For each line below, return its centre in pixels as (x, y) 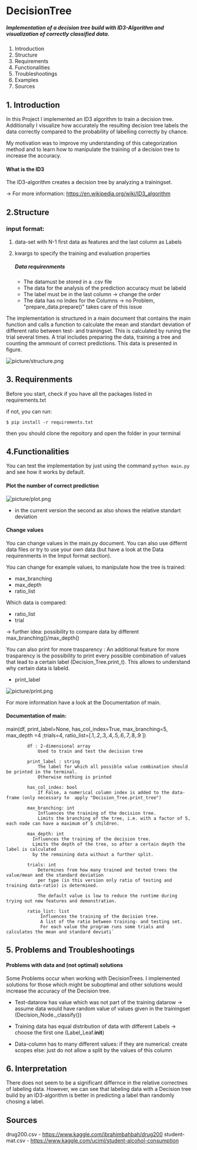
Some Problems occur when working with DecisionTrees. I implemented (93, 978)
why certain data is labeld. (38, 668)
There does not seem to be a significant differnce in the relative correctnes (97, 1083)
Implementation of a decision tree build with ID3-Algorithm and (85, 27)
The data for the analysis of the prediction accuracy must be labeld (105, 288)
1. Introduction (33, 105)
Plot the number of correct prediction (52, 486)
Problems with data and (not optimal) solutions (65, 965)
